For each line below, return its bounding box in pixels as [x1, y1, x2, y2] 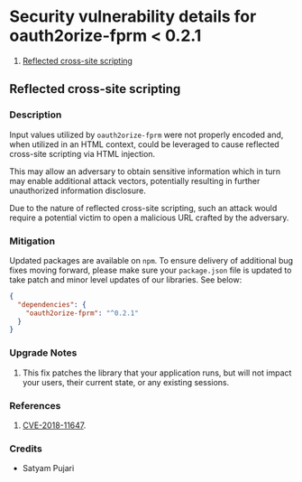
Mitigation [9, 235, 56, 247]
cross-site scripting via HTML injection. [9, 148, 156, 159]
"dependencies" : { [17, 300, 87, 309]
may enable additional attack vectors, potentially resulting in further [9, 175, 261, 186]
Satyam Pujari [22, 463, 75, 474]
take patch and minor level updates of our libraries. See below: [9, 273, 243, 285]
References [9, 399, 61, 412]
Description [9, 108, 62, 121]
